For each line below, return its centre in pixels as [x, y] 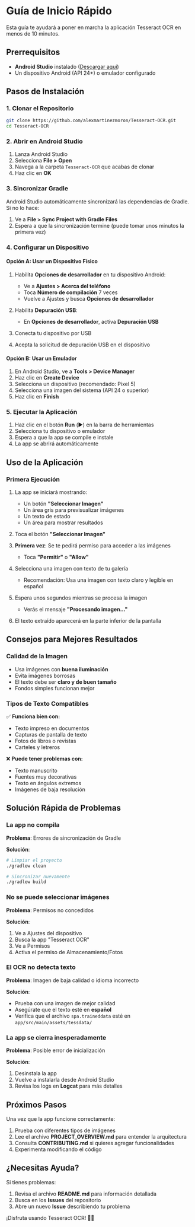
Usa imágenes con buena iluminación [61, 669]
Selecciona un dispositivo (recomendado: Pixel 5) [75, 384]
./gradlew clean [26, 866]
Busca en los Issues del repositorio [58, 1200]
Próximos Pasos [36, 1105]
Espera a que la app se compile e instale [64, 438]
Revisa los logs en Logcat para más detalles [68, 1086]
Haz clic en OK [33, 173]
